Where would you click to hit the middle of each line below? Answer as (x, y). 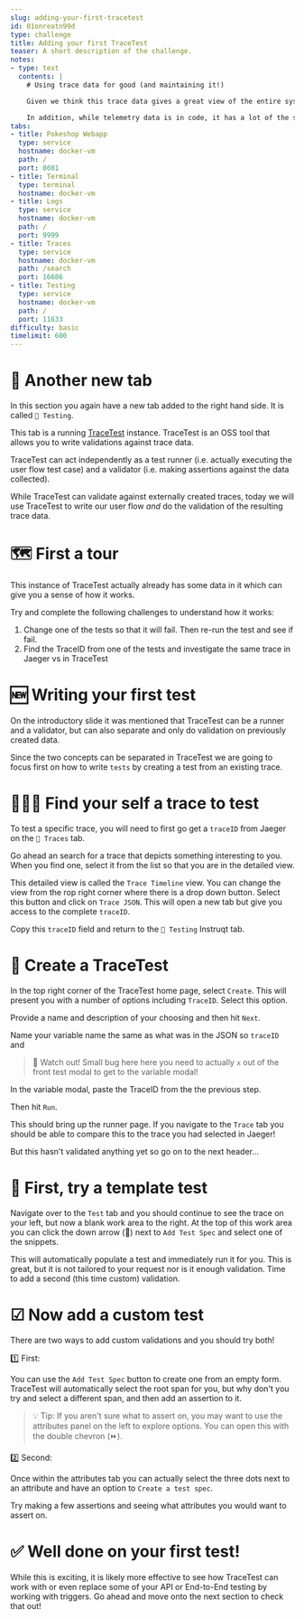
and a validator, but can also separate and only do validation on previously (148, 730)
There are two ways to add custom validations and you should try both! (143, 1340)
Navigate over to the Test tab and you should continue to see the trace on (147, 1212)
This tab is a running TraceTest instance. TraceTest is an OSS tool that (140, 433)
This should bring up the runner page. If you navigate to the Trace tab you (147, 1124)
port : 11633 (41, 319)
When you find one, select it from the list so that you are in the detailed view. (152, 865)
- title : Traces (41, 243)
